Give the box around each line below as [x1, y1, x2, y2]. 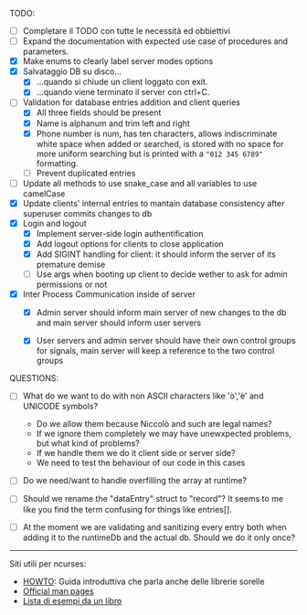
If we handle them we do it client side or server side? [36, 448, 236, 459]
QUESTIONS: [9, 373, 59, 384]
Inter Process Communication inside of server [22, 289, 196, 300]
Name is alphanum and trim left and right [36, 118, 190, 129]
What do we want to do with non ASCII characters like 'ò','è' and [22, 390, 264, 401]
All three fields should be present [36, 107, 162, 118]
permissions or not [36, 279, 108, 291]
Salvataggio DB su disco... [22, 66, 122, 77]
